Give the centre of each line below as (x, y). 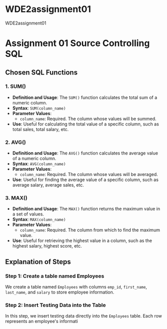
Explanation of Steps (38, 262)
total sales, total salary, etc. (40, 129)
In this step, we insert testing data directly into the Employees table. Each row (83, 316)
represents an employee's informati (42, 321)
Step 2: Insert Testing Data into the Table (56, 305)
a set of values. (28, 214)
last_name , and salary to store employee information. (60, 292)
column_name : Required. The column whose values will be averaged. (89, 174)
